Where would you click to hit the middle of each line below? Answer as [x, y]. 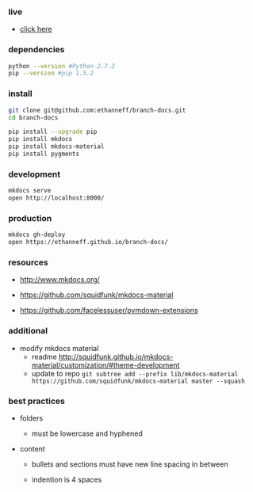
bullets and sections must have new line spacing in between [130, 464]
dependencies [36, 50]
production [30, 218]
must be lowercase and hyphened [87, 433]
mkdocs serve [30, 191]
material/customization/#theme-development [105, 365]
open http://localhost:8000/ [56, 198]
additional [28, 331]
